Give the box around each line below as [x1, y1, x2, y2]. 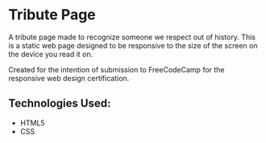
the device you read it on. [8, 49, 94, 59]
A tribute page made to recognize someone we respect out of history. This [8, 32, 256, 42]
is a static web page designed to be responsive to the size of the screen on [8, 40, 258, 50]
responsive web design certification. [8, 73, 130, 83]
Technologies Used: [8, 96, 111, 110]
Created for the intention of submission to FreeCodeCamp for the [8, 64, 225, 74]
